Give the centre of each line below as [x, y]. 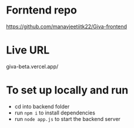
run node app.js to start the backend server [67, 119]
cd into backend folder [42, 106]
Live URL [28, 50]
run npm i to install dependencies [55, 113]
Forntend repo [42, 10]
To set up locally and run [67, 90]
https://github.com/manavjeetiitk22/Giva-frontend [67, 26]
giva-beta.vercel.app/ [32, 66]
